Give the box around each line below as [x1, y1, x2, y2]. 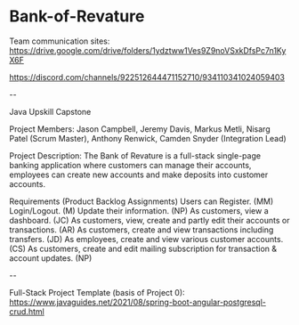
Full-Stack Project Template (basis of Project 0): [9, 287, 185, 297]
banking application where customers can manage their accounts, [9, 159, 252, 170]
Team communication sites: [9, 36, 110, 46]
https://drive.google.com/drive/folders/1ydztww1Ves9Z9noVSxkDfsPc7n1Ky [9, 45, 287, 55]
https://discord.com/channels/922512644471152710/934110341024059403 [9, 71, 286, 82]
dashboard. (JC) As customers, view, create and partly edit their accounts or [9, 215, 290, 225]
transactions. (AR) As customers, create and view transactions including [9, 224, 274, 235]
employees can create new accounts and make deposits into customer [9, 169, 269, 180]
